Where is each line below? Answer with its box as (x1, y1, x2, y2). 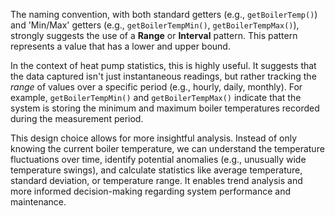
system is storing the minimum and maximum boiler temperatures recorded (10, 102, 320, 114)
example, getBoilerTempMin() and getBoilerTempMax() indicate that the (10, 92, 302, 103)
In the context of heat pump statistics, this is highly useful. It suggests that (10, 60, 317, 71)
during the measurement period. (10, 113, 144, 124)
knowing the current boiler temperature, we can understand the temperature (10, 143, 325, 154)
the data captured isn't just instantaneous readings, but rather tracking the (10, 70, 317, 82)
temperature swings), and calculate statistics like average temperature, (10, 164, 303, 176)
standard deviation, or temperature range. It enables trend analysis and (10, 175, 303, 186)
